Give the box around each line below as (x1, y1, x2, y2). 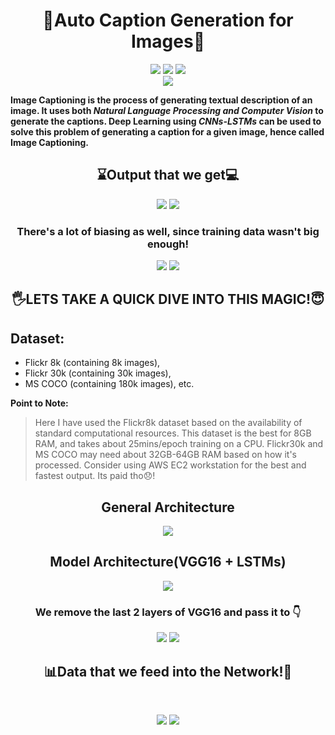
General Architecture (101, 499, 235, 516)
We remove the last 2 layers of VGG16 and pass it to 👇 (34, 605, 302, 619)
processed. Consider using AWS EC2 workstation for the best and (34, 459, 307, 471)
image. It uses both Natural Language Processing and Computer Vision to (10, 104, 324, 116)
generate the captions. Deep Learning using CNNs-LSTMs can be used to (10, 115, 322, 127)
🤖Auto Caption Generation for (42, 9, 294, 32)
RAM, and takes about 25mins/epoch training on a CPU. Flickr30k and (34, 438, 324, 450)
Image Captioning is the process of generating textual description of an (10, 94, 313, 106)
